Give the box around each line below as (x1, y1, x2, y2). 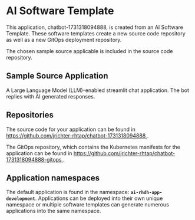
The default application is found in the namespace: (6, 189, 130, 196)
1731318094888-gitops (6, 156, 62, 163)
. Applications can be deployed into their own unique (35, 195, 163, 202)
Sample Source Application (6, 71, 108, 81)
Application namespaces (6, 173, 100, 183)
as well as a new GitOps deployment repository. (6, 36, 122, 43)
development (6, 196, 35, 202)
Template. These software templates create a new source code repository (6, 29, 186, 37)
